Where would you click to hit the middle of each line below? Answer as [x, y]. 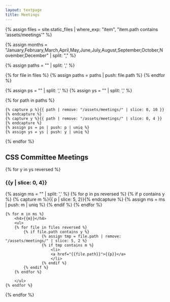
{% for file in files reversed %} [51, 227]
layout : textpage [24, 10]
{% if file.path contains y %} [57, 232]
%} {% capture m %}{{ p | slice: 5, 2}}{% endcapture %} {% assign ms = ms [85, 199]
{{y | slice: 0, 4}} [26, 183]
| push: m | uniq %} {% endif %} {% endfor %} [54, 205]
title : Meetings [22, 15]
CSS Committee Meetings [47, 157]
